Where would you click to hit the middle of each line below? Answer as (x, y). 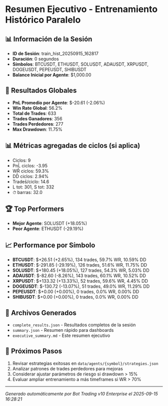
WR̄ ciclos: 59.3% (30, 171)
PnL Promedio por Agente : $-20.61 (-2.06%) (58, 103)
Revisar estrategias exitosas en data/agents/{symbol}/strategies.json (85, 363)
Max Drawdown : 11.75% (37, 129)
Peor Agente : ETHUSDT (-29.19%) (48, 229)
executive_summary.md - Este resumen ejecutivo (61, 336)
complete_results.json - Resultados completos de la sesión (74, 325)
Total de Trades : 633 (34, 113)
